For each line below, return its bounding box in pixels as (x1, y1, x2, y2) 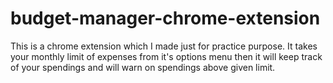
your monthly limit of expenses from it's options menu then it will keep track (10, 50, 323, 62)
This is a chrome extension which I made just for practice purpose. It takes (10, 40, 318, 52)
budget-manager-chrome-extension (10, 7, 321, 30)
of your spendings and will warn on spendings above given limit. (10, 61, 276, 73)
